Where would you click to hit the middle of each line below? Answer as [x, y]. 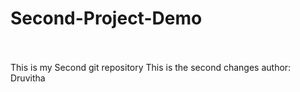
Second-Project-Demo [106, 18]
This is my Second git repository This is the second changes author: [151, 67]
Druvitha [28, 78]
